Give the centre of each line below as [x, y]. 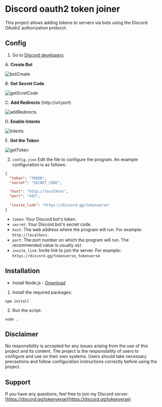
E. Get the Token [22, 140]
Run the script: [27, 310]
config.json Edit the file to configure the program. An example [75, 159]
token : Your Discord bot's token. [44, 219]
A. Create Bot [19, 64]
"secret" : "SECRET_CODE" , [36, 183]
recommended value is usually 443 [47, 245]
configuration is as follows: [39, 165]
